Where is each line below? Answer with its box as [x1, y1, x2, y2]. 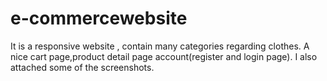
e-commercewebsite [10, 7, 188, 30]
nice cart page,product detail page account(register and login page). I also [10, 50, 318, 62]
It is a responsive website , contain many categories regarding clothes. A [10, 40, 310, 52]
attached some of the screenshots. [10, 61, 155, 73]
